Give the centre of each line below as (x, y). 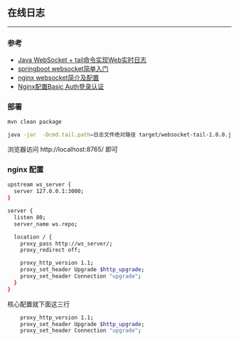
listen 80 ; (30, 217)
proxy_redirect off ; (51, 250)
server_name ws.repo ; (46, 224)
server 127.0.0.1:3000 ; (49, 192)
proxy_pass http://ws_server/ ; (67, 243)
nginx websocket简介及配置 (58, 78)
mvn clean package (34, 122)
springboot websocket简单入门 (63, 69)
